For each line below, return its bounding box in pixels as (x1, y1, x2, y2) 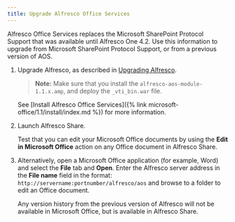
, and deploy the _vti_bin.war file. (63, 86, 163, 95)
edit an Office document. (17, 185, 90, 194)
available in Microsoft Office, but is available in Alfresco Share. (17, 207, 199, 215)
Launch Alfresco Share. (17, 121, 86, 130)
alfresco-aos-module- (140, 80, 203, 88)
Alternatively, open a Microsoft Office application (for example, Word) (17, 156, 219, 164)
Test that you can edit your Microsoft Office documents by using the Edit (17, 135, 228, 143)
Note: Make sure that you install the (34, 79, 139, 88)
